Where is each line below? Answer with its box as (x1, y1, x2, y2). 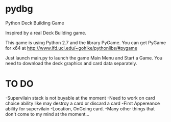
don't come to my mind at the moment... (5, 111, 90, 117)
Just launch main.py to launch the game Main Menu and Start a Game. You (5, 54, 162, 61)
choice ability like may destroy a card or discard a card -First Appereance (5, 100, 160, 106)
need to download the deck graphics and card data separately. (5, 60, 137, 66)
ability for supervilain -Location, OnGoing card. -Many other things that (5, 105, 155, 112)
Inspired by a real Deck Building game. (5, 29, 87, 36)
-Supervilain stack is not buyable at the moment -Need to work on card (5, 95, 155, 101)
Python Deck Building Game (5, 20, 65, 26)
